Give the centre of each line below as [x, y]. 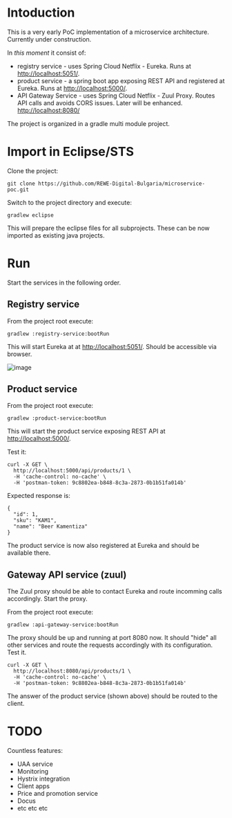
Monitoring [32, 772]
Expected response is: [39, 496]
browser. [20, 354]
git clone [21, 184]
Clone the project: [33, 170]
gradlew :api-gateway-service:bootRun [63, 625]
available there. [29, 553]
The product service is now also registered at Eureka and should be [103, 546]
